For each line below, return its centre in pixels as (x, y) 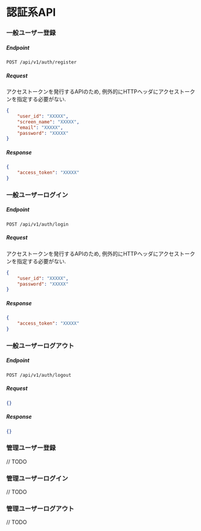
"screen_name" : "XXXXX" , (48, 122)
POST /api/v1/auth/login (37, 224)
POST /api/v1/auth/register (42, 62)
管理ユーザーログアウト (40, 509)
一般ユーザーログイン (37, 195)
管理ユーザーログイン (37, 478)
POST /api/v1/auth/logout (39, 375)
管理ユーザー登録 (31, 448)
